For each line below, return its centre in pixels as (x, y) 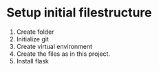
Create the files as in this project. (63, 54)
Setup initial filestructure (79, 13)
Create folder (35, 32)
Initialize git (33, 39)
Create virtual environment (54, 46)
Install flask (32, 61)
